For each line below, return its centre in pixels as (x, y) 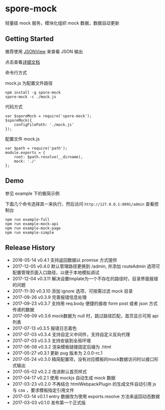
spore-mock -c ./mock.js (31, 97)
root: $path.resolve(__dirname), (49, 157)
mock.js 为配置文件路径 (29, 83)
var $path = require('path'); (36, 148)
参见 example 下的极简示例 (32, 193)
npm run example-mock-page (33, 228)
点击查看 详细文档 (23, 62)
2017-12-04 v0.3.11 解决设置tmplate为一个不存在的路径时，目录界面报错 (85, 279)
